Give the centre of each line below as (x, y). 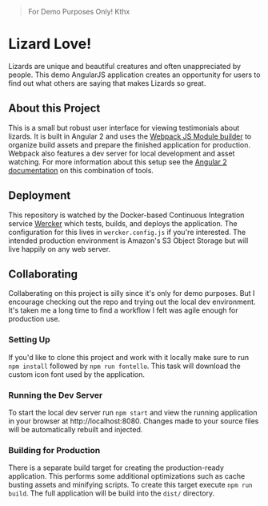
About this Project (54, 109)
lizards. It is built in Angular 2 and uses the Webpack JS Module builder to (130, 136)
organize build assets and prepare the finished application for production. (129, 144)
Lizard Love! (50, 44)
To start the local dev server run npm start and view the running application (133, 412)
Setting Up (29, 340)
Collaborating (43, 274)
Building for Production (54, 450)
